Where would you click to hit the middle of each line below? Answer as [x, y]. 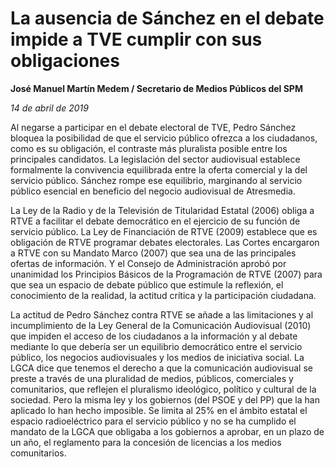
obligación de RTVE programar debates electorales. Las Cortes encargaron [165, 242]
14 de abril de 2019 [49, 108]
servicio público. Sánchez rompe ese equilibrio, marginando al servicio [156, 180]
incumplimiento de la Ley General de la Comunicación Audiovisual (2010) [161, 325]
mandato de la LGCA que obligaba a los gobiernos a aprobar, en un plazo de [167, 431]
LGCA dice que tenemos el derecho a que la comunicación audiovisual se [161, 368]
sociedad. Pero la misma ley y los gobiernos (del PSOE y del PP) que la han [165, 399]
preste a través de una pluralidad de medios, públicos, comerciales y [152, 378]
